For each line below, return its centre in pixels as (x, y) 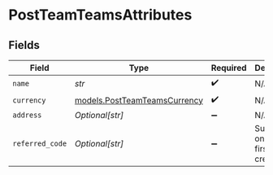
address (27, 115)
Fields (24, 45)
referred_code (40, 144)
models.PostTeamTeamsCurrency (139, 100)
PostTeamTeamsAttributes (100, 15)
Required (229, 68)
